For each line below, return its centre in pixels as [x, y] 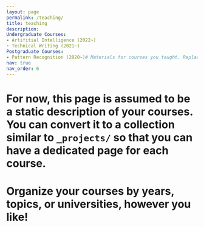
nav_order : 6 [23, 68]
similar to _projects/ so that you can [100, 137]
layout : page [23, 12]
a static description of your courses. [100, 112]
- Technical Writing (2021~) [43, 46]
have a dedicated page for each [87, 150]
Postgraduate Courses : [35, 52]
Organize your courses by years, [90, 191]
